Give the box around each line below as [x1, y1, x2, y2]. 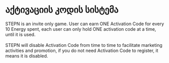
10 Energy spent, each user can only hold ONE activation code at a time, [5, 26, 156, 32]
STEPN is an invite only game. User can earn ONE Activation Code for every [5, 21, 164, 27]
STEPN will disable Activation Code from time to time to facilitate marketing [5, 42, 162, 48]
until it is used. [5, 31, 36, 37]
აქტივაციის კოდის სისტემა [5, 4, 119, 16]
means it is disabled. [5, 52, 48, 59]
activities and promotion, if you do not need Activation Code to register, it [5, 47, 158, 53]
